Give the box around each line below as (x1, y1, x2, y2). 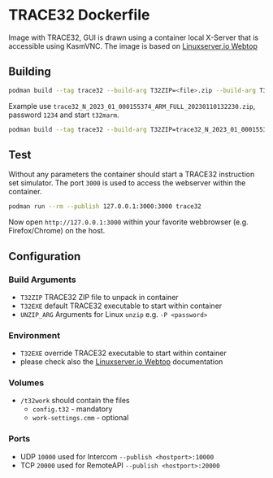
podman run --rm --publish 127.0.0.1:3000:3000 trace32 (8, 202, 201, 211)
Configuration (8, 250, 81, 263)
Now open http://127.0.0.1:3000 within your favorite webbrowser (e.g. (8, 217, 249, 227)
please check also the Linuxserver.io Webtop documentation (19, 357, 223, 367)
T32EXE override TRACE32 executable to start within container (19, 348, 227, 358)
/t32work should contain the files (19, 396, 130, 406)
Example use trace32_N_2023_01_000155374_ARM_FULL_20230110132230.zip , (8, 101, 256, 111)
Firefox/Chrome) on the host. (8, 226, 106, 236)
